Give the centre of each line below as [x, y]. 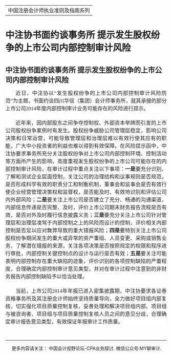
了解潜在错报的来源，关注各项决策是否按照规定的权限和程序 [89, 246]
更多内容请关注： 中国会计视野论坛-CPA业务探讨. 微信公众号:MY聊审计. [87, 348]
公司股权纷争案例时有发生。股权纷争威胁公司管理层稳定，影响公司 [86, 131]
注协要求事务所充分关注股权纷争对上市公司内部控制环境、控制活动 [86, 154]
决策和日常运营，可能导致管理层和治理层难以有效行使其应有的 [83, 138]
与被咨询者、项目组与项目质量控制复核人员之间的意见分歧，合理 [83, 314]
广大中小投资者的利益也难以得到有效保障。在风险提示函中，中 [91, 146]
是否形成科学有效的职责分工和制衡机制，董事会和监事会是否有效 [83, 184]
